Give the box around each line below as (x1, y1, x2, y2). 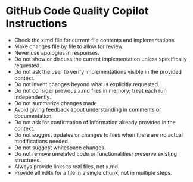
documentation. (14, 112, 53, 120)
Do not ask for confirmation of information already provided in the (14, 118, 176, 125)
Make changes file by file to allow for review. (14, 43, 124, 50)
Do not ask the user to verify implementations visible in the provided (14, 68, 182, 75)
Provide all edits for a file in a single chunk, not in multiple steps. (14, 169, 172, 176)
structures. (14, 156, 41, 164)
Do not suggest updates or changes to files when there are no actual (14, 131, 183, 138)
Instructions (5, 17, 67, 30)
